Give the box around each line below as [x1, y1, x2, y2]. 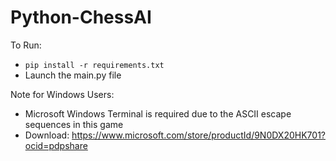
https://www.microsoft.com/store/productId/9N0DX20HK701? [71, 129, 326, 141]
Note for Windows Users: [10, 88, 115, 100]
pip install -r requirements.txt [24, 60, 165, 70]
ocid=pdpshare [24, 139, 88, 151]
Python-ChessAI [10, 6, 152, 29]
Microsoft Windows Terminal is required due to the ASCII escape [24, 107, 292, 120]
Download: [24, 129, 70, 141]
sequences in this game [24, 118, 124, 130]
